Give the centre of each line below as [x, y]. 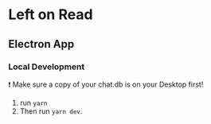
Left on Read [51, 15]
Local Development [47, 67]
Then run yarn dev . [51, 111]
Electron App [41, 44]
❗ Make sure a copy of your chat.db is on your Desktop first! [106, 84]
